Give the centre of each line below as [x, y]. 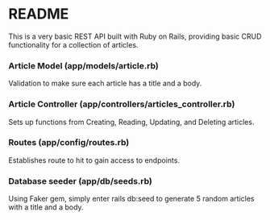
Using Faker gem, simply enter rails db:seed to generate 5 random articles [131, 199]
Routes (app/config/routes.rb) [69, 143]
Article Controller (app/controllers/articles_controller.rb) [122, 104]
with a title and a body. [46, 207]
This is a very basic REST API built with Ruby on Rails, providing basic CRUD [135, 36]
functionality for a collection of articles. [73, 44]
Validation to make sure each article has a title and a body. [105, 83]
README [39, 14]
